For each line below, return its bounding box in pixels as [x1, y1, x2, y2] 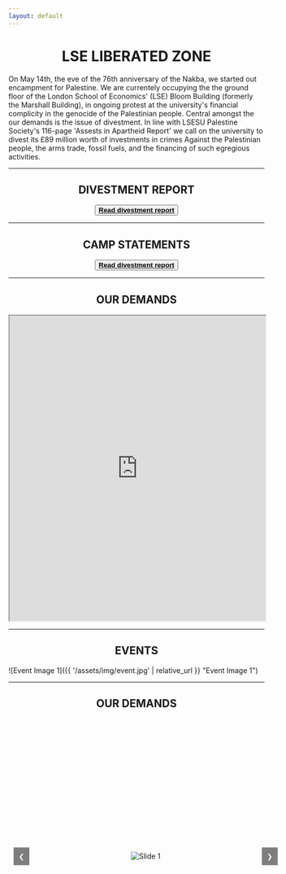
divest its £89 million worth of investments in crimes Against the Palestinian [8, 134, 262, 144]
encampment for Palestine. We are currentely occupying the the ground [8, 82, 249, 92]
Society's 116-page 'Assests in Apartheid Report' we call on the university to [8, 125, 263, 135]
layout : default [8, 11, 63, 20]
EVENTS [115, 644, 158, 658]
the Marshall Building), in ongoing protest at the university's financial [8, 99, 238, 110]
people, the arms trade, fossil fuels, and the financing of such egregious [8, 143, 250, 153]
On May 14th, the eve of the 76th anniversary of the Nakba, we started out [8, 74, 258, 84]
